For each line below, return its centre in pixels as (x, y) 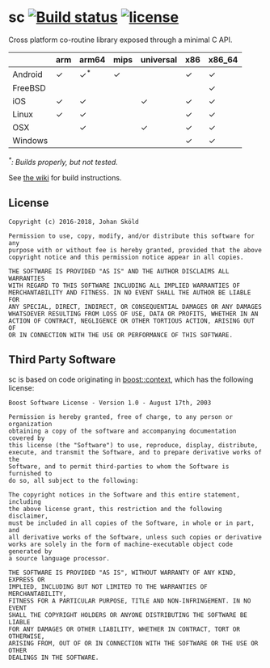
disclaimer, (28, 516)
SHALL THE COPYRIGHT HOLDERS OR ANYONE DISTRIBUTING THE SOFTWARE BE (128, 615)
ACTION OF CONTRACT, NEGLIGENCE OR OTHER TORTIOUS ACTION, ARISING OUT (131, 321)
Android (27, 74)
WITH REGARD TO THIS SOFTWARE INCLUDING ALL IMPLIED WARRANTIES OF (124, 285)
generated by (30, 551)
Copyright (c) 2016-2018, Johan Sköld (74, 222)
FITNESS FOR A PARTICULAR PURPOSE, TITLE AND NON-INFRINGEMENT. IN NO (130, 601)
